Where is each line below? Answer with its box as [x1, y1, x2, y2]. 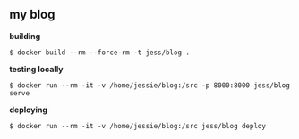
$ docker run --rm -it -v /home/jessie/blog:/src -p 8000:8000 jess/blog [9, 80, 291, 90]
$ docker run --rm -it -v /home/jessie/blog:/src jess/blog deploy [9, 121, 267, 130]
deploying [9, 104, 47, 115]
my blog [9, 7, 56, 22]
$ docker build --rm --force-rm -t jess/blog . [9, 48, 191, 57]
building [9, 30, 41, 41]
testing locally [9, 63, 64, 74]
